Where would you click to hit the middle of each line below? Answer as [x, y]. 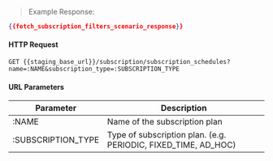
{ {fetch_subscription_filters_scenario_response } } [96, 27]
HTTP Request [33, 44]
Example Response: [61, 12]
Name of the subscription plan [165, 122]
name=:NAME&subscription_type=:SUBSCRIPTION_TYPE [94, 69]
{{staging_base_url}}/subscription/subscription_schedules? [127, 62]
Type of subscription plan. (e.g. [167, 135]
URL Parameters [37, 87]
